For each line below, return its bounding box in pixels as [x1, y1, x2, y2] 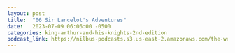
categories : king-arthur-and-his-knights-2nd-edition [7, 29, 168, 36]
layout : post [7, 10, 45, 17]
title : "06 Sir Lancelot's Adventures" [7, 17, 127, 23]
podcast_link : [7, 36, 49, 43]
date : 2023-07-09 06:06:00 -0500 [7, 23, 111, 30]
